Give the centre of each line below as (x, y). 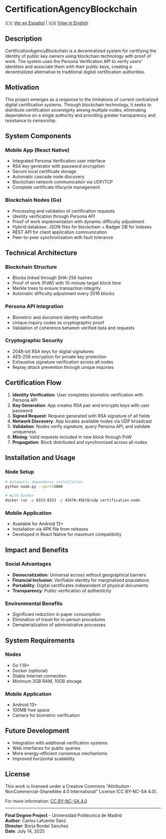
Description (23, 39)
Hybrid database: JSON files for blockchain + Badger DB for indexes (82, 227)
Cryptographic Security (34, 341)
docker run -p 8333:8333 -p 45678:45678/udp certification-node (73, 500)
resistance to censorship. (31, 120)
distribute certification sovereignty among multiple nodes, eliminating (76, 110)
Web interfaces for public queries (46, 748)
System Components (38, 136)
